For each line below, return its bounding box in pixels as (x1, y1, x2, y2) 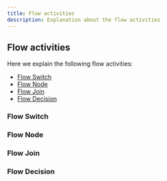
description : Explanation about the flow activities (7, 16, 161, 23)
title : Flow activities (7, 10, 75, 17)
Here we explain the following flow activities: (7, 59, 133, 68)
